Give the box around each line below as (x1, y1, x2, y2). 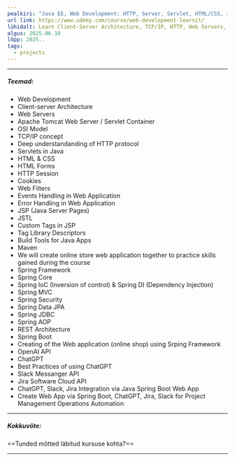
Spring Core (17, 273, 52, 281)
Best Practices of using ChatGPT (17, 362, 113, 370)
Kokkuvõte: (7, 422, 42, 430)
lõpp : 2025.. (7, 36, 45, 43)
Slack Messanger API (17, 369, 79, 378)
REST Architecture (17, 325, 71, 333)
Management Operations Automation (17, 399, 124, 407)
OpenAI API (17, 347, 51, 356)
